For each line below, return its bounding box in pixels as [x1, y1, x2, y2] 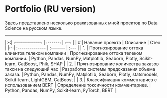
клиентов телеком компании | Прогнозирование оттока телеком [5, 50, 143, 56]
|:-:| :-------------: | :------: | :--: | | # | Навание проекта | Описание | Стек [5, 39, 160, 45]
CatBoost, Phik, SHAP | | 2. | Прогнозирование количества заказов [18, 61, 159, 67]
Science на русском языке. [5, 25, 63, 31]
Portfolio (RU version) [5, 3, 96, 15]
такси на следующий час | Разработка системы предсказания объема [5, 66, 155, 72]
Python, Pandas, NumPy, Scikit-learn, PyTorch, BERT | [5, 87, 116, 93]
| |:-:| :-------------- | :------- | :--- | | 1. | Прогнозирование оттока [5, 45, 143, 51]
